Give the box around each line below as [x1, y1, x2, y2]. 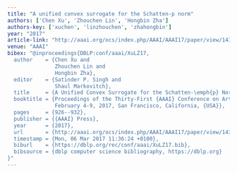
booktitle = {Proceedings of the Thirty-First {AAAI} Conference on [13, 96, 219, 103]
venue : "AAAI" [7, 43, 49, 50]
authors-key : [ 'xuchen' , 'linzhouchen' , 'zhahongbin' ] [7, 23, 172, 30]
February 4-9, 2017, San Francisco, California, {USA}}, [54, 102, 226, 109]
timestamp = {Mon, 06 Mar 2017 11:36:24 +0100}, [13, 135, 159, 142]
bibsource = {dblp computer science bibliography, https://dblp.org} [13, 148, 222, 155]
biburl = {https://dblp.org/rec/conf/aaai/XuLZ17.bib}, [13, 142, 191, 149]
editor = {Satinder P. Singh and [13, 76, 121, 83]
